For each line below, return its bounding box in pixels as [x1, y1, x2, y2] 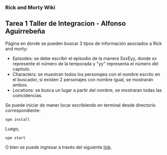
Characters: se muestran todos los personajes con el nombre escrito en [12, 71, 160, 77]
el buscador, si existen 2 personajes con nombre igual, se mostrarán [12, 76, 153, 82]
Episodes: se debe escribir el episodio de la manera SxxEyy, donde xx [12, 55, 157, 61]
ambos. [12, 82, 28, 88]
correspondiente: [5, 107, 41, 113]
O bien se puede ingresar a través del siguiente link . [5, 144, 112, 150]
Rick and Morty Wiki [5, 4, 55, 11]
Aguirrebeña [5, 27, 45, 36]
